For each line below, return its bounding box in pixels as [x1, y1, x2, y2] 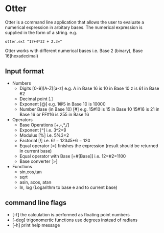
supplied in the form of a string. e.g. [5, 29, 77, 35]
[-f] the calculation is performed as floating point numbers [12, 211, 130, 217]
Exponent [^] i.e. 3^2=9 [19, 127, 67, 133]
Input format [5, 67, 44, 76]
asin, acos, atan [19, 179, 51, 185]
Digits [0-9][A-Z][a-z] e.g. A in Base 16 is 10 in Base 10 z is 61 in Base [19, 85, 160, 91]
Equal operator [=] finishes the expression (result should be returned [19, 143, 158, 149]
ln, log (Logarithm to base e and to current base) [19, 184, 117, 190]
